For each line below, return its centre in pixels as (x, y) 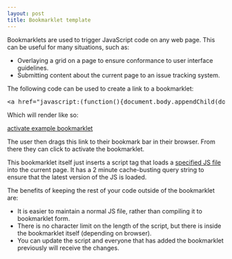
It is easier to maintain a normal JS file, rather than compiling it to (109, 211)
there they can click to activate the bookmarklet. (76, 148)
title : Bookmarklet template (49, 20)
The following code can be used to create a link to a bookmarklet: (100, 88)
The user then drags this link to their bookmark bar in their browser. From (111, 142)
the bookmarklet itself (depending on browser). (84, 233)
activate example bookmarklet (50, 128)
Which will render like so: (43, 115)
